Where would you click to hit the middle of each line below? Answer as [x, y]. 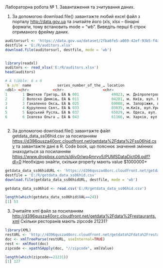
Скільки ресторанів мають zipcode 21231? [64, 221]
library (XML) [18, 230]
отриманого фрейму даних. [41, 32]
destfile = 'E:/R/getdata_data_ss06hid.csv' [51, 175]
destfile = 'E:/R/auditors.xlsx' [39, 45]
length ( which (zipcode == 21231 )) [37, 257]
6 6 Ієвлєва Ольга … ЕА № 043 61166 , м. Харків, [77, 117]
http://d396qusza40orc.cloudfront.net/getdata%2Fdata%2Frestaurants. [84, 216]
